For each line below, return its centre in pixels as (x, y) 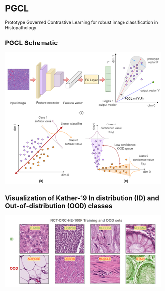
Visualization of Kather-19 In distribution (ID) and (82, 198)
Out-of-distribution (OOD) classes (59, 206)
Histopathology (21, 27)
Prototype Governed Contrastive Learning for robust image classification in (82, 22)
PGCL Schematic (32, 43)
